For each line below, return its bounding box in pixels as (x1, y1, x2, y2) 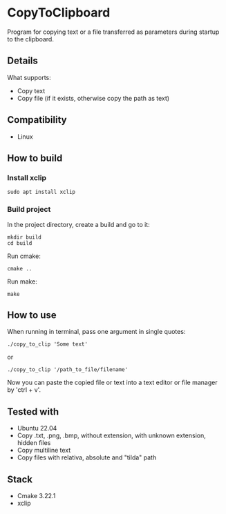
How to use (7, 309, 57, 321)
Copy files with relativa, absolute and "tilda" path (17, 453, 157, 462)
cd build (7, 239, 32, 246)
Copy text (17, 86, 46, 95)
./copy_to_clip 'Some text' (7, 341, 88, 348)
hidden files (17, 439, 51, 447)
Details (7, 55, 38, 67)
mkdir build (7, 233, 41, 241)
